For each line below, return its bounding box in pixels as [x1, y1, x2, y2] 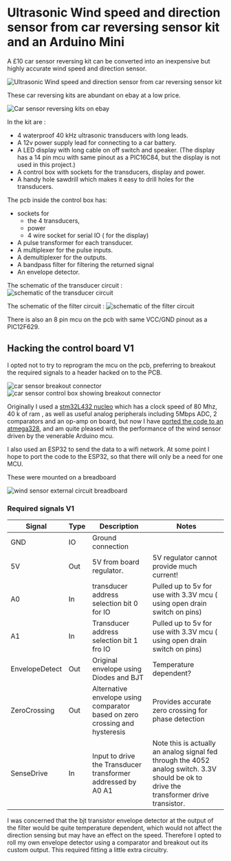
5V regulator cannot [152, 553, 218, 563]
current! [152, 571, 179, 580]
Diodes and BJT [92, 673, 144, 682]
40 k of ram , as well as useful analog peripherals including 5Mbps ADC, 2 [7, 409, 218, 418]
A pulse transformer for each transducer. [16, 238, 133, 246]
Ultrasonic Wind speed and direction [7, 5, 221, 21]
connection [92, 542, 129, 551]
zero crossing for [152, 706, 208, 715]
